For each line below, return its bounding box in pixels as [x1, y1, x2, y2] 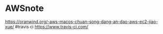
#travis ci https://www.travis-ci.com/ [15, 23, 88, 29]
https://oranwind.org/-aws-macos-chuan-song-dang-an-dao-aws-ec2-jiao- [5, 19, 158, 24]
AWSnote [5, 3, 44, 14]
